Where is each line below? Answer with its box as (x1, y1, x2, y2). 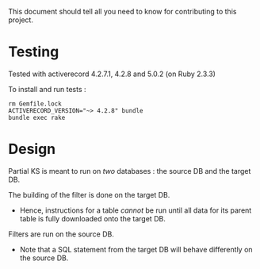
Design (8, 140, 56, 158)
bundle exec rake (8, 113, 66, 121)
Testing (8, 43, 59, 61)
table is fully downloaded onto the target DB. (19, 213, 166, 223)
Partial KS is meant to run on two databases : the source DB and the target (8, 166, 251, 175)
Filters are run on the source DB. (8, 229, 115, 239)
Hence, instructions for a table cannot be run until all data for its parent (19, 206, 252, 215)
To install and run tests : (8, 84, 86, 94)
